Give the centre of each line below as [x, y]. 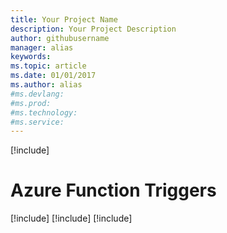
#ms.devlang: [37, 94]
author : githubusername [60, 38]
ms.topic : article [48, 66]
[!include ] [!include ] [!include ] [71, 218]
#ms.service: [37, 122]
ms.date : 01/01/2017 [53, 76]
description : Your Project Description [93, 29]
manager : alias [42, 47]
